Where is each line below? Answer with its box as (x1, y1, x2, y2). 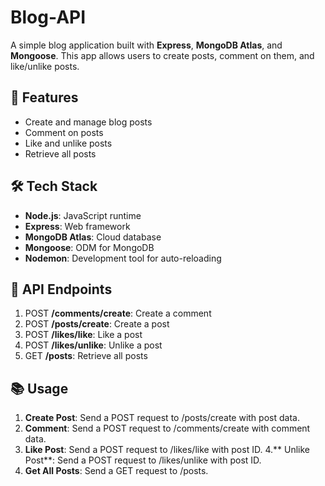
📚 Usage (10, 380, 69, 397)
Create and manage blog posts (24, 116, 153, 128)
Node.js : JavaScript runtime (24, 209, 142, 221)
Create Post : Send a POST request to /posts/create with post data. (24, 412, 300, 424)
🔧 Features (10, 89, 79, 106)
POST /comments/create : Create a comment (24, 307, 212, 320)
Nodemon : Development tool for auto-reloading (24, 252, 222, 264)
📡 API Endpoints (10, 281, 113, 298)
